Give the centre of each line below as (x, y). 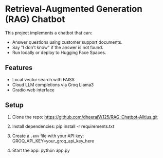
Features (19, 68)
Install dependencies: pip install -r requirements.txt (63, 126)
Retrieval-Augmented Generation (74, 9)
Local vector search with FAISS (43, 79)
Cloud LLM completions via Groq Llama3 (53, 85)
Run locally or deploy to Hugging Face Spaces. (59, 53)
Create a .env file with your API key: (48, 136)
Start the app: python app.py (41, 150)
